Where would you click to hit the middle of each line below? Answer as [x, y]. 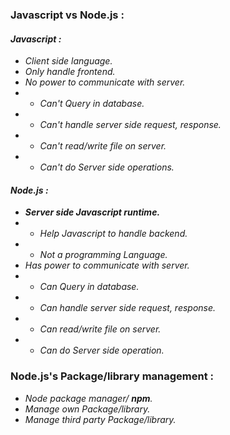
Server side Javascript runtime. [92, 212]
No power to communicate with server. [105, 82]
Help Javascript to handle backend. [113, 234]
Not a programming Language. [103, 255]
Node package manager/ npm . [88, 398]
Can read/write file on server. [100, 329]
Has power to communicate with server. [107, 265]
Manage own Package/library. [87, 409]
